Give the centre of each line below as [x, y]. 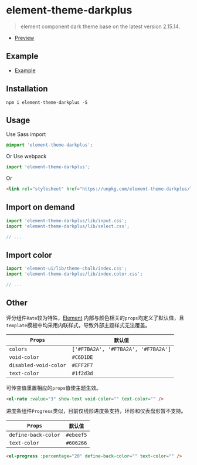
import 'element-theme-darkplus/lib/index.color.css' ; [74, 274]
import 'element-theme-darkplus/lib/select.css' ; [68, 226]
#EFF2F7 [82, 365]
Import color [29, 255]
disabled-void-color [38, 365]
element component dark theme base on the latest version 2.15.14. [100, 26]
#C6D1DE [82, 357]
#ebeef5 [77, 435]
